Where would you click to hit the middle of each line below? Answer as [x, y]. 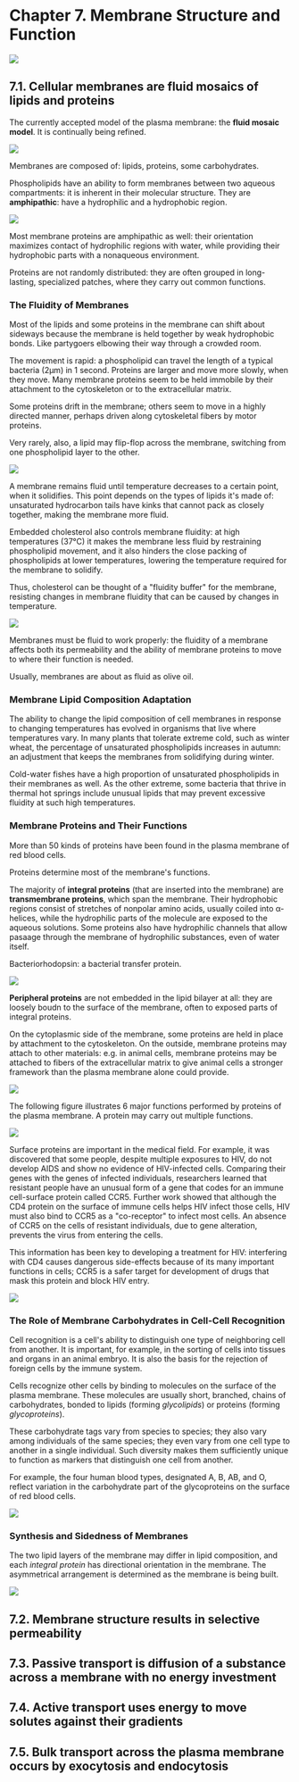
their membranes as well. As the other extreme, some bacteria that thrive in [148, 784]
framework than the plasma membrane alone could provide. [119, 1071]
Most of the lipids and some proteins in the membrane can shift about [137, 325]
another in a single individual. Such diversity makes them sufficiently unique [149, 1450]
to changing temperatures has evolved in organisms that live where [133, 729]
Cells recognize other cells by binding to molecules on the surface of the [143, 1386]
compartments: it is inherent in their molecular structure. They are [130, 192]
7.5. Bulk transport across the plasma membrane [147, 1752]
